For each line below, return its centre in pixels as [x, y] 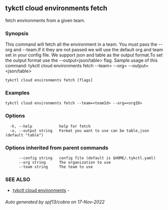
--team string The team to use [56, 167]
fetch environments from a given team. [45, 20]
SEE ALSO [18, 179]
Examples [18, 93]
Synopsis [17, 33]
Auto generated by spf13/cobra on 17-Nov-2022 [55, 202]
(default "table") [24, 135]
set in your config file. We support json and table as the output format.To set [84, 55]
